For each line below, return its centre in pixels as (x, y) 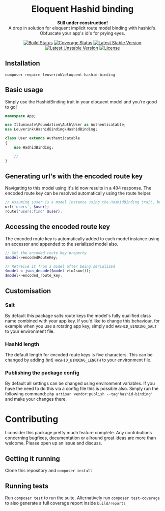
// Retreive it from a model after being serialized (60, 266)
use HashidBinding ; (34, 147)
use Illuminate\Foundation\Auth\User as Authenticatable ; (66, 125)
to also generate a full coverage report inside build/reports (66, 503)
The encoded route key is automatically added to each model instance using (82, 239)
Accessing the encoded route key (58, 227)
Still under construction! (82, 23)
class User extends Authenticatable (42, 138)
